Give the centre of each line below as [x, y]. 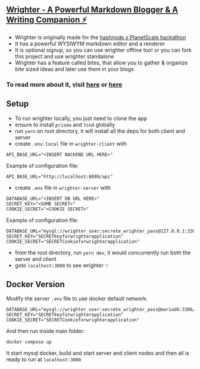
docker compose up [29, 342]
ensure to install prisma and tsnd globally [65, 124]
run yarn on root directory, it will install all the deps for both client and [100, 131]
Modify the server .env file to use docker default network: [77, 299]
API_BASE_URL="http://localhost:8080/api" [60, 176]
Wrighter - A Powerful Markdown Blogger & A [92, 10]
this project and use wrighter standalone [64, 56]
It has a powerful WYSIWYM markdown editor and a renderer [90, 44]
